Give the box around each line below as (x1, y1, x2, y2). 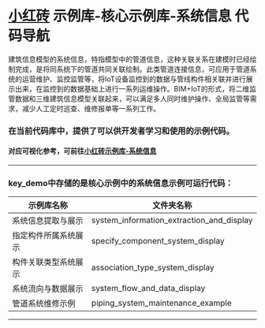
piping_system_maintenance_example (91, 297, 232, 308)
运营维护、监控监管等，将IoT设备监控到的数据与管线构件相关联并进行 (21, 74, 247, 84)
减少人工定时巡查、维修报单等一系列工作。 (21, 103, 160, 113)
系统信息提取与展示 (12, 215, 84, 226)
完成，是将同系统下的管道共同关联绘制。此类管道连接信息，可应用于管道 (14, 64, 250, 73)
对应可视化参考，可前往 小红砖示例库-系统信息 (8, 147, 157, 156)
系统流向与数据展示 (12, 283, 84, 294)
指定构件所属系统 (12, 230, 77, 241)
